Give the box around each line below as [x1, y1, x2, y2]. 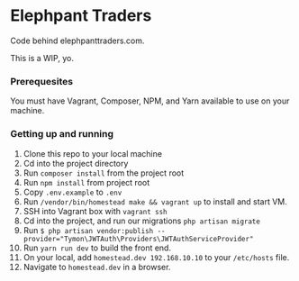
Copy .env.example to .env [23, 186, 122, 197]
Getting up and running [10, 128, 114, 140]
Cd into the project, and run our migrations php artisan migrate [23, 215, 260, 226]
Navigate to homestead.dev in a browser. [23, 261, 171, 272]
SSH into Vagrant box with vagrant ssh [23, 205, 168, 216]
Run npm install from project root [23, 177, 150, 187]
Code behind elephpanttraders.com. [10, 35, 145, 46]
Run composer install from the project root [23, 168, 185, 178]
